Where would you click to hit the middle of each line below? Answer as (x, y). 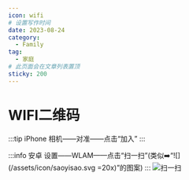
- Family (30, 45)
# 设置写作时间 (30, 23)
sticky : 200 (28, 74)
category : (24, 37)
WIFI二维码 (44, 115)
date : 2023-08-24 (37, 30)
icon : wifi (26, 15)
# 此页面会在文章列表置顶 (44, 67)
